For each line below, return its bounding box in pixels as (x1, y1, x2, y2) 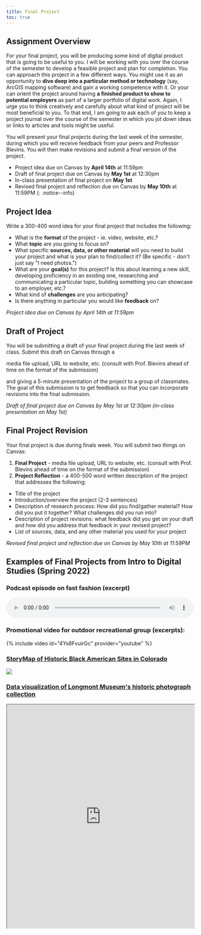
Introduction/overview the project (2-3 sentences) (14, 496, 138, 503)
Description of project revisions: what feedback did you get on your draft (14, 515, 193, 522)
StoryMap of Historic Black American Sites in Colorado (6, 654, 168, 662)
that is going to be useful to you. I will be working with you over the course (6, 58, 189, 66)
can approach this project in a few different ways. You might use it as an (6, 71, 183, 78)
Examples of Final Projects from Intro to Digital (6, 557, 181, 567)
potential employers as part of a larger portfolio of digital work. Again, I (6, 97, 182, 104)
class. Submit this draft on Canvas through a (6, 348, 115, 355)
